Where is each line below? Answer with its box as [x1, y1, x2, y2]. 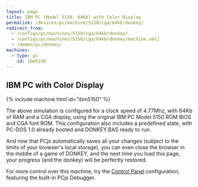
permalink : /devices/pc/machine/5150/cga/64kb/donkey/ [6, 20, 144, 25]
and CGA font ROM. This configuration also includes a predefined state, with [6, 120, 193, 127]
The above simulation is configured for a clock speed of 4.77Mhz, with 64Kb [6, 107, 193, 114]
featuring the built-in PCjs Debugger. [6, 174, 96, 181]
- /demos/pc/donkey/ [11, 42, 62, 48]
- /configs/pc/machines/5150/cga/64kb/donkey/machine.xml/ [11, 36, 160, 42]
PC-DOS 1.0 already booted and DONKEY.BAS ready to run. [6, 126, 151, 133]
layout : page [6, 8, 38, 15]
